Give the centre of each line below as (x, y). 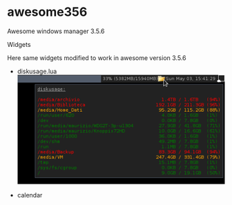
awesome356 (47, 12)
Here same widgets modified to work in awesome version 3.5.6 (97, 58)
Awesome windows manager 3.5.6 (56, 31)
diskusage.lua (37, 71)
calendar (30, 195)
